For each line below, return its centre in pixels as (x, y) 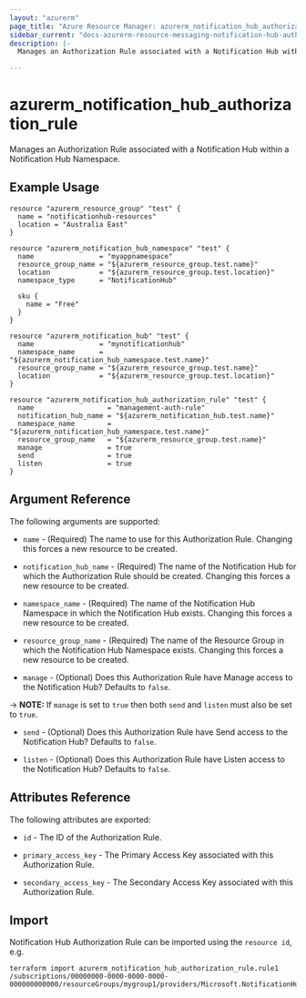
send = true (75, 455)
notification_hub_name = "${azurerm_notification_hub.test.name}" (146, 415)
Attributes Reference (70, 798)
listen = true (75, 463)
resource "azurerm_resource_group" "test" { (95, 209)
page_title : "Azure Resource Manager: (83, 26)
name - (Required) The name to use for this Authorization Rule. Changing (158, 539)
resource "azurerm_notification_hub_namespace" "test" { (120, 248)
